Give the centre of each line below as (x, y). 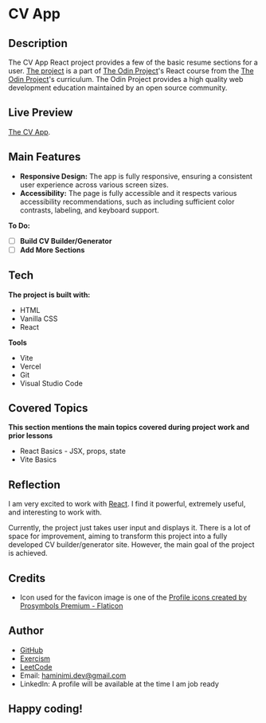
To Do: (19, 225)
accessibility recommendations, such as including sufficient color (127, 201)
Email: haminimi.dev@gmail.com (73, 675)
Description (38, 43)
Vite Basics (38, 459)
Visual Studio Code (51, 383)
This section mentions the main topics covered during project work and (129, 428)
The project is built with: (49, 295)
